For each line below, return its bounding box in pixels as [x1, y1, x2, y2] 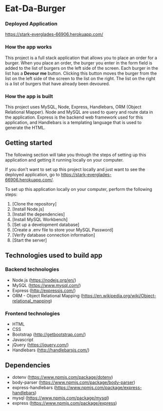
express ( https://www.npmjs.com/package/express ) [12, 400, 117, 406]
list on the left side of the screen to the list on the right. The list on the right [5, 75, 156, 81]
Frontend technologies [5, 310, 60, 317]
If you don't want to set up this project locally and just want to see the [5, 166, 145, 172]
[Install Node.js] [12, 206, 44, 212]
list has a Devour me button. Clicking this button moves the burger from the [5, 70, 157, 76]
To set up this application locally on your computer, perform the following [5, 186, 152, 192]
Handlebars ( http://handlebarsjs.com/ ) [12, 347, 90, 353]
